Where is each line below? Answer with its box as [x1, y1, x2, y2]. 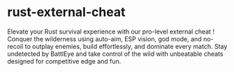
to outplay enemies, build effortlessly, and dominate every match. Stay [24, 42, 228, 50]
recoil [7, 42, 24, 50]
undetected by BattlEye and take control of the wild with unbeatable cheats [7, 50, 224, 58]
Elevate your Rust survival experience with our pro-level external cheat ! [7, 27, 215, 36]
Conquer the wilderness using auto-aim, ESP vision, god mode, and [7, 34, 202, 43]
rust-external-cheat [7, 4, 126, 20]
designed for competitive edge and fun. [7, 57, 122, 65]
